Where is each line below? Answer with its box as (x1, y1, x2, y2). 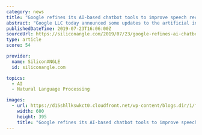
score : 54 (6, 43, 31, 49)
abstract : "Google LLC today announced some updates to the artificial (6, 20, 189, 26)
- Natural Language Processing (11, 86, 90, 92)
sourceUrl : (6, 31, 34, 37)
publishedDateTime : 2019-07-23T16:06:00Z (6, 25, 112, 32)
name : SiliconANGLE (11, 58, 61, 65)
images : (6, 97, 26, 103)
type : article (6, 37, 42, 43)
